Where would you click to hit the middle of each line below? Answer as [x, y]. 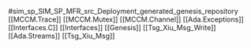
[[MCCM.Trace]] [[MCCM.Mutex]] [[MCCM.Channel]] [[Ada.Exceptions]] [126, 19]
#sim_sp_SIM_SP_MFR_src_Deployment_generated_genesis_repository [123, 11]
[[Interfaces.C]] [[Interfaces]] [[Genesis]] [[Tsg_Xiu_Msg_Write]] [112, 27]
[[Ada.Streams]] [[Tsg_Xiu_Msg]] [62, 36]
